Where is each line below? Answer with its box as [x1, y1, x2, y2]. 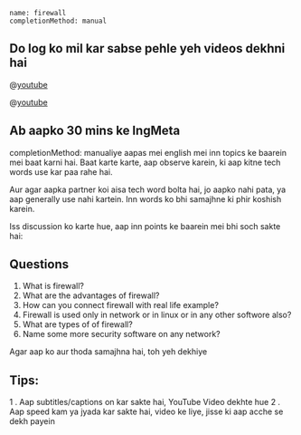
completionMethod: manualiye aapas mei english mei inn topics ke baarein [9, 147, 287, 158]
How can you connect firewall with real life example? [22, 300, 220, 311]
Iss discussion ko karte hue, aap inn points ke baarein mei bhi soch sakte [9, 220, 281, 231]
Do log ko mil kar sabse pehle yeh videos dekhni [9, 41, 286, 56]
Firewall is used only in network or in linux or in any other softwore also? [22, 309, 292, 321]
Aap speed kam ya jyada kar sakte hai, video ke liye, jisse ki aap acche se [9, 406, 284, 417]
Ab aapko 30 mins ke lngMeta [9, 123, 181, 139]
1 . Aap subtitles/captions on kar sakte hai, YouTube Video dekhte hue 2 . [9, 397, 281, 408]
